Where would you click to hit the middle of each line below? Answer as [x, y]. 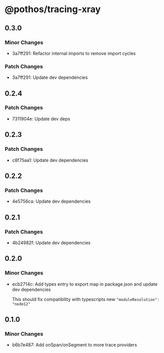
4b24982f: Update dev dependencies [51, 242]
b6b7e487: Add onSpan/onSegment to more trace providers [74, 345]
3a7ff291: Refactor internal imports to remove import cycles [74, 53]
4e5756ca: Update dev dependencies [51, 201]
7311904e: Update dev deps [41, 119]
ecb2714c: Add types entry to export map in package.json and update [85, 284]
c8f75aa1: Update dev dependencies [50, 160]
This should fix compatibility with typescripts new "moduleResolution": [86, 299]
